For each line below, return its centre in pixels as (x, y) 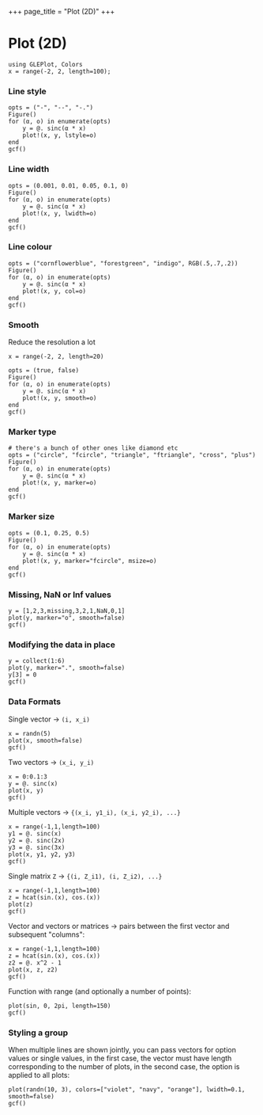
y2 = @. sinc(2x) (37, 840)
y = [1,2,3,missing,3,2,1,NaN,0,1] (67, 611)
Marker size (32, 516)
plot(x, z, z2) (33, 969)
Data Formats (35, 702)
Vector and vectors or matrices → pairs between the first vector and (119, 926)
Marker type (32, 432)
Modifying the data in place (62, 645)
